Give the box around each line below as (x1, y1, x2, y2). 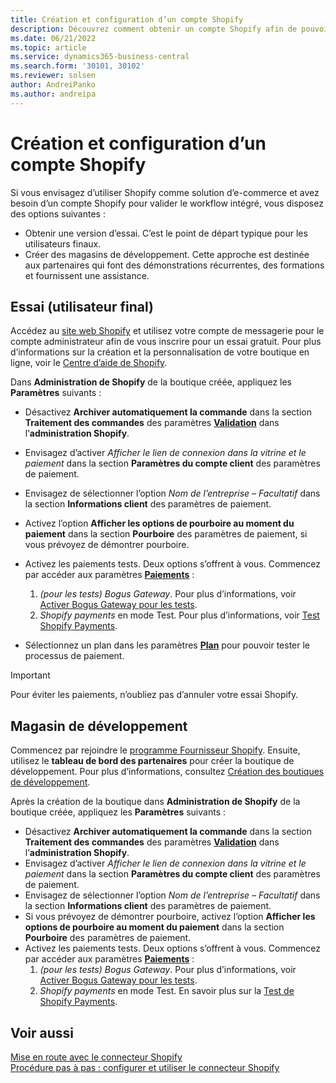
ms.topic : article (10, 42, 87, 53)
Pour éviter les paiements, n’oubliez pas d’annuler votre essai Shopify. (10, 689, 299, 701)
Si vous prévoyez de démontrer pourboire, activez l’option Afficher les (24, 911, 316, 923)
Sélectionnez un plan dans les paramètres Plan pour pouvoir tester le (24, 639, 311, 651)
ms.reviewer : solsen (10, 71, 97, 81)
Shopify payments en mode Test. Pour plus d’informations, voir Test (39, 609, 320, 621)
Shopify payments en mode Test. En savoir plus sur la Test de (39, 985, 295, 997)
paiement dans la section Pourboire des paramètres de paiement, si (24, 528, 308, 540)
